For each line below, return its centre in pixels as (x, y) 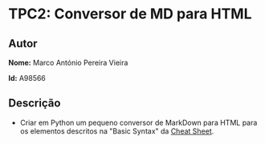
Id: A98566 (27, 78)
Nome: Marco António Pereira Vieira (68, 62)
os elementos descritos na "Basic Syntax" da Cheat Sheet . (117, 131)
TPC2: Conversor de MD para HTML (130, 14)
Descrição (35, 104)
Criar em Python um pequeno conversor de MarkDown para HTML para (139, 122)
